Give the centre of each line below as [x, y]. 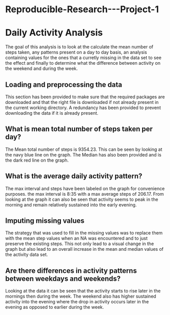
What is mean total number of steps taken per [79, 129]
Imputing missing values [45, 220]
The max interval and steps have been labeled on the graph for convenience [85, 188]
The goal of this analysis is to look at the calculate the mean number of [79, 47]
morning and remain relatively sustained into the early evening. [71, 204]
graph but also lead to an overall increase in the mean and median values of [84, 249]
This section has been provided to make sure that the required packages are [85, 97]
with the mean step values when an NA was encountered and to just [77, 239]
